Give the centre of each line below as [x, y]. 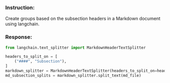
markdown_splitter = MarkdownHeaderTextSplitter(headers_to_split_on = [81, 71]
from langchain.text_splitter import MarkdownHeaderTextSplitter [75, 48]
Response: [19, 37]
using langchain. [22, 24]
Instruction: [20, 8]
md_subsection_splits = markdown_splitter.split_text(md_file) [73, 75]
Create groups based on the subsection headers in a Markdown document [83, 19]
